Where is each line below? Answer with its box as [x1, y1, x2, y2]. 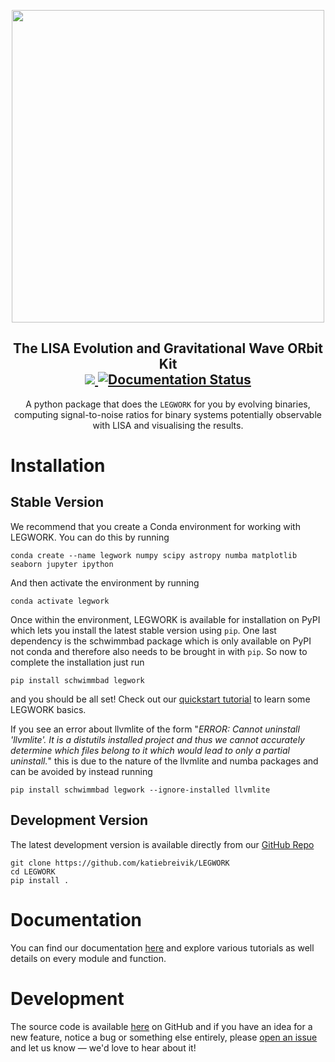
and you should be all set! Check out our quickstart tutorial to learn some [10, 693, 311, 705]
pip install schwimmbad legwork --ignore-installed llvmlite [10, 785, 271, 795]
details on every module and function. [10, 952, 167, 964]
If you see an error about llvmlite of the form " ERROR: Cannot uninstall [10, 723, 300, 735]
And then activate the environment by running [10, 576, 200, 589]
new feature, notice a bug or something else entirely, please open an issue [10, 1031, 318, 1043]
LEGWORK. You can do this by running [10, 531, 170, 543]
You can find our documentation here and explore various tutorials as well [10, 941, 315, 954]
